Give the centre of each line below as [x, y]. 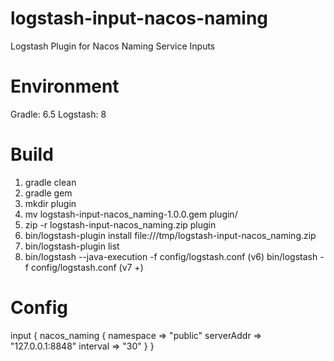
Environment [65, 86]
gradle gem [48, 193]
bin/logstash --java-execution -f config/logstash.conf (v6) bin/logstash [171, 256]
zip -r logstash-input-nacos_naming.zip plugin [120, 224]
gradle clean [50, 182]
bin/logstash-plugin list [72, 246]
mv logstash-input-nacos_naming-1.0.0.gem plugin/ [131, 214]
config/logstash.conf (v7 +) [87, 267]
